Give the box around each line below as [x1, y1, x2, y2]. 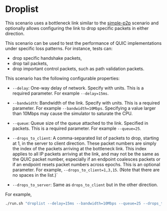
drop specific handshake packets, [12, 55, 82, 61]
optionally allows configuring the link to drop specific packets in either [5, 25, 149, 31]
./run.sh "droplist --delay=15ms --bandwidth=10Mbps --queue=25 [5, 201, 141, 206]
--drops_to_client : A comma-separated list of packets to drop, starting [12, 135, 159, 141]
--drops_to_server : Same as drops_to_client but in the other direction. [12, 182, 158, 188]
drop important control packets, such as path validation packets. [12, 66, 145, 72]
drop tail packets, [12, 60, 48, 66]
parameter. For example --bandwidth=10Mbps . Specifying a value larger [12, 105, 156, 111]
